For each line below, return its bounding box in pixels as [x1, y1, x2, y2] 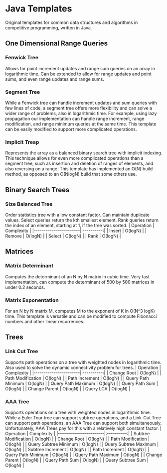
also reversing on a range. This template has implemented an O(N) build [5, 166, 153, 172]
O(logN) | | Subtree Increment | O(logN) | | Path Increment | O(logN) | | [5, 446, 150, 452]
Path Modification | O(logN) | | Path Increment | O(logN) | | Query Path [5, 375, 149, 381]
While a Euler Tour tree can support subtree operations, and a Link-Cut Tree [5, 414, 161, 421]
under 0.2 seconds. [5, 284, 45, 290]
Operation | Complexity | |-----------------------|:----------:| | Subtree [5, 430, 150, 436]
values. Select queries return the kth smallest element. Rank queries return [5, 217, 159, 223]
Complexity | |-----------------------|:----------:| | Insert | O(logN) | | [5, 228, 147, 234]
